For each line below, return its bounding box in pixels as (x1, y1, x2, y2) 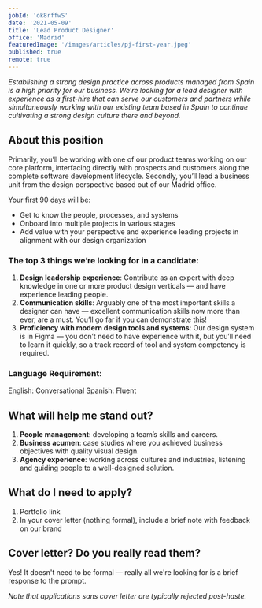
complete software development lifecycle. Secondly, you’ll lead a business (8, 171, 249, 181)
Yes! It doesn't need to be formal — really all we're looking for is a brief (8, 567, 238, 576)
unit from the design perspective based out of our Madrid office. (8, 179, 217, 189)
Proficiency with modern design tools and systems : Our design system (19, 323, 255, 332)
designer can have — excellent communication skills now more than (19, 306, 240, 315)
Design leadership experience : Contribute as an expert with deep (19, 273, 234, 282)
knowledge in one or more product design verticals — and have (19, 281, 226, 290)
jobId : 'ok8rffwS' (8, 11, 68, 20)
